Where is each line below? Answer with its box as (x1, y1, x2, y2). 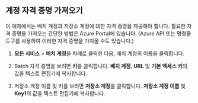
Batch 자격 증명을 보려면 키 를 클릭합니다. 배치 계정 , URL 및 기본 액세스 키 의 (14, 62, 188, 69)
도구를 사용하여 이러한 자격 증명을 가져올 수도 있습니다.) (5, 37, 134, 44)
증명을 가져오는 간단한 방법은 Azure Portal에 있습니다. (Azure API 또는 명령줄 (11, 30, 191, 37)
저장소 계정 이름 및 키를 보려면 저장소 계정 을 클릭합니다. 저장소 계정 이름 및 (14, 82, 186, 89)
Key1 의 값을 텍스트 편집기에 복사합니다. (14, 89, 106, 96)
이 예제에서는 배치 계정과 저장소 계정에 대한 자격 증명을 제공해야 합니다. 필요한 (5, 22, 186, 30)
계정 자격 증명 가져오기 (5, 5, 84, 16)
